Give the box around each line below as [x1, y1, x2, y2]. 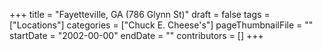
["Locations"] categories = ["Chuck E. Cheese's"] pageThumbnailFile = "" [9, 19, 314, 31]
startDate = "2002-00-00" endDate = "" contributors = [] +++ [9, 30, 264, 41]
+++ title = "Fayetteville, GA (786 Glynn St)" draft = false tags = [9, 9, 271, 20]
